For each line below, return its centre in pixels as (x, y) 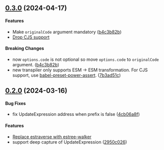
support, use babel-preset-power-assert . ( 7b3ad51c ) (66, 75)
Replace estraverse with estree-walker (52, 137)
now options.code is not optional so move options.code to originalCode (85, 59)
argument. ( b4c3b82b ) (36, 64)
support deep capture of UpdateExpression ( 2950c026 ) (70, 142)
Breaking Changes (25, 49)
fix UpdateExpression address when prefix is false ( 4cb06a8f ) (76, 114)
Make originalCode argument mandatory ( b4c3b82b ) (67, 32)
